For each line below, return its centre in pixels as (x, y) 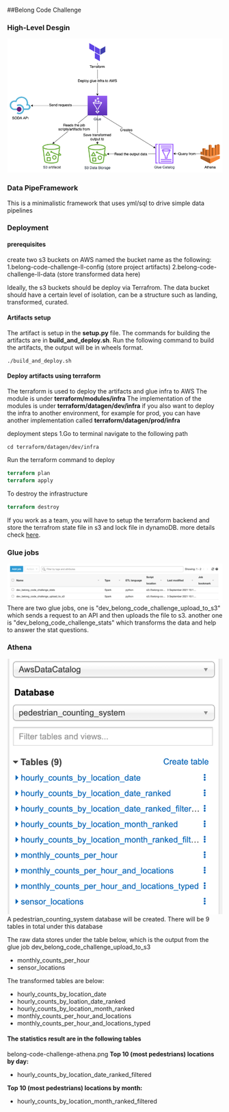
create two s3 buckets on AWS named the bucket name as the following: (109, 259)
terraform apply (30, 480)
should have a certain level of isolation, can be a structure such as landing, (112, 295)
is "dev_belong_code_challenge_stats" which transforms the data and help (112, 623)
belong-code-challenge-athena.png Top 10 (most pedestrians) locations (111, 1054)
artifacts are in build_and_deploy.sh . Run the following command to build (110, 340)
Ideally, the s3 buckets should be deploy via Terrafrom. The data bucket (108, 287)
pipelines (20, 210)
